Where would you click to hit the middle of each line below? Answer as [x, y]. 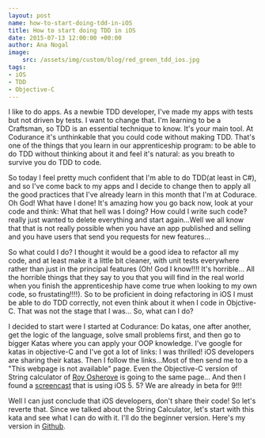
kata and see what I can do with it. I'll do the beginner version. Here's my [127, 418]
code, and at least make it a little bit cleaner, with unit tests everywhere [124, 261]
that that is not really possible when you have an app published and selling [130, 229]
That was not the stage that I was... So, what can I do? [105, 311]
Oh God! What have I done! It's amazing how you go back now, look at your [131, 203]
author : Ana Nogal [38, 45]
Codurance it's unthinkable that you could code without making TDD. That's [132, 137]
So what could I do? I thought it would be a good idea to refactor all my [123, 252]
